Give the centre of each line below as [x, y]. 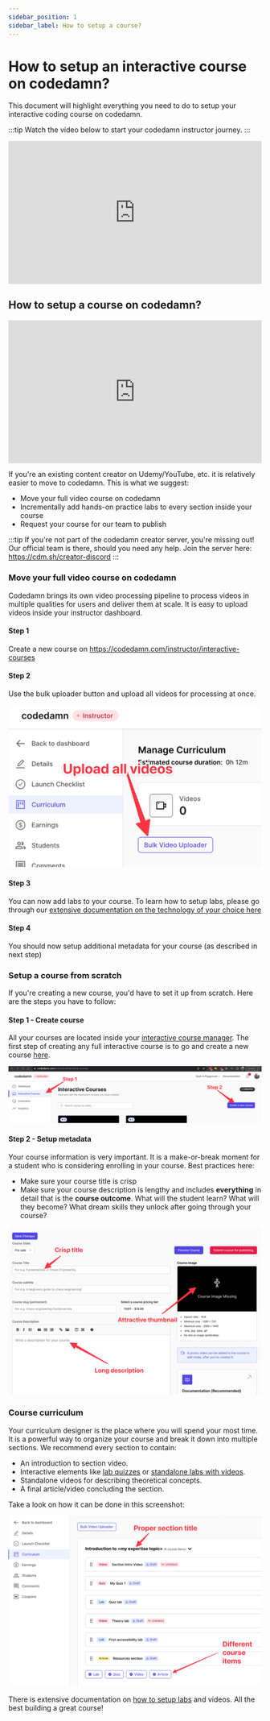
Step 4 [20, 928]
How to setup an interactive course [128, 66]
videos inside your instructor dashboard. [76, 612]
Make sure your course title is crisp [78, 1181]
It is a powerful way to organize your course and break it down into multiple [133, 1439]
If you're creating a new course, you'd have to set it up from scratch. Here [131, 993]
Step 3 [19, 883]
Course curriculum [46, 1412]
